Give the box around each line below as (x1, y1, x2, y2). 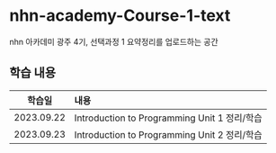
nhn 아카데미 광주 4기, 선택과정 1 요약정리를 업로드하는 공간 (9, 36, 218, 47)
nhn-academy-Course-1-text (9, 5, 231, 26)
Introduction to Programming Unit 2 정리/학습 (74, 128, 263, 140)
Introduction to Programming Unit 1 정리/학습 (74, 112, 263, 124)
